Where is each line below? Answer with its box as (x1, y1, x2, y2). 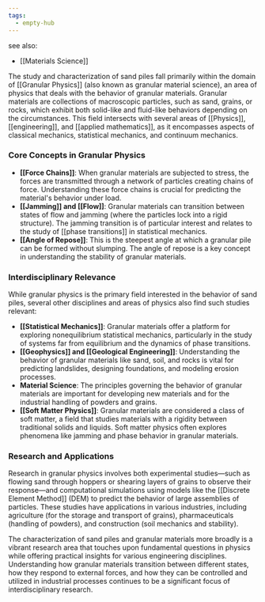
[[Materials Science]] (19, 56, 89, 66)
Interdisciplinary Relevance (8, 271, 116, 282)
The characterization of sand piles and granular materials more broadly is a (8, 535, 253, 544)
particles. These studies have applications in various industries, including (8, 502, 247, 512)
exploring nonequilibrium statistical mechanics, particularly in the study (19, 330, 252, 340)
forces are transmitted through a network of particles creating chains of (19, 176, 254, 186)
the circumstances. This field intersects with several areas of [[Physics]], (8, 113, 246, 123)
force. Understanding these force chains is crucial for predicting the (19, 184, 241, 194)
